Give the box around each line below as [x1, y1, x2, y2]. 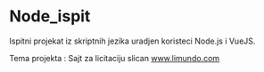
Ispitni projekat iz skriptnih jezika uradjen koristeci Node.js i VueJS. [9, 36, 256, 46]
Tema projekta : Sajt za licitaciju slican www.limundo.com [9, 52, 220, 63]
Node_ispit [9, 6, 91, 27]
